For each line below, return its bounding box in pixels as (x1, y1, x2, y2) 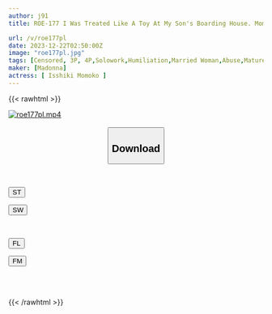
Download (112, 142, 160, 155)
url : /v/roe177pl (8, 34, 67, 42)
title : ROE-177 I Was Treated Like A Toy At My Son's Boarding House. (8, 19, 252, 28)
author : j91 (8, 11, 49, 20)
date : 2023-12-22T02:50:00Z (8, 41, 104, 49)
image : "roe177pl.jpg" (8, 49, 85, 57)
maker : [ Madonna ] (8, 64, 67, 73)
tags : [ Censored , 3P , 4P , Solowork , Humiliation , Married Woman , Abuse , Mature (8, 57, 266, 65)
